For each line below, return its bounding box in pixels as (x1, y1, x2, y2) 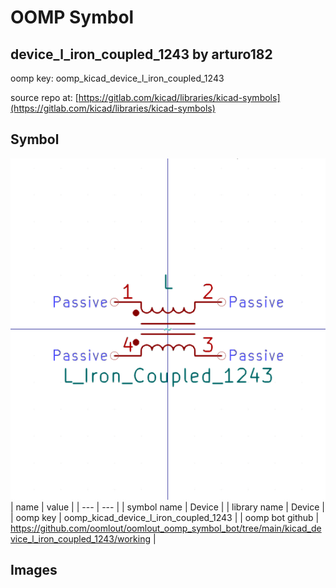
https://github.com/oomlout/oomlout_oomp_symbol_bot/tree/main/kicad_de (10, 522, 322, 534)
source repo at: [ (10, 92, 79, 103)
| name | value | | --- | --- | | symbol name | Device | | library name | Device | (10, 501, 325, 513)
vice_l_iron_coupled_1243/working (10, 532, 152, 545)
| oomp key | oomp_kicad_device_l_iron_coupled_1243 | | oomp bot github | (10, 511, 320, 523)
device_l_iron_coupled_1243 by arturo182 (10, 46, 273, 63)
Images (10, 562, 58, 579)
